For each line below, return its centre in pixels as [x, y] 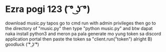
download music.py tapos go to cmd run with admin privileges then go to [81, 23]
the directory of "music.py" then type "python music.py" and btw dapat [79, 28]
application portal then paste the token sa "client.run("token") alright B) [79, 39]
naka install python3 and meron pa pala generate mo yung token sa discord [83, 33]
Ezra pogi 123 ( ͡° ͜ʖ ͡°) [48, 9]
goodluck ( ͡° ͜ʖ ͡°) [22, 44]
